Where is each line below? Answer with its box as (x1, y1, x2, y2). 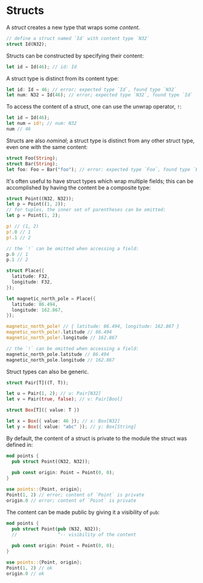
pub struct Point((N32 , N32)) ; (11, 458, 91, 464)
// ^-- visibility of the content (11, 531, 137, 538)
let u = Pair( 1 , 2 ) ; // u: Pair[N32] (6, 390, 101, 397)
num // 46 (6, 126, 31, 132)
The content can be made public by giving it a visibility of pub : (6, 508, 160, 516)
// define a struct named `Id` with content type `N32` (6, 35, 150, 41)
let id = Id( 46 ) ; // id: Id (6, 64, 77, 70)
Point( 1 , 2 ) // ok (6, 565, 53, 571)
